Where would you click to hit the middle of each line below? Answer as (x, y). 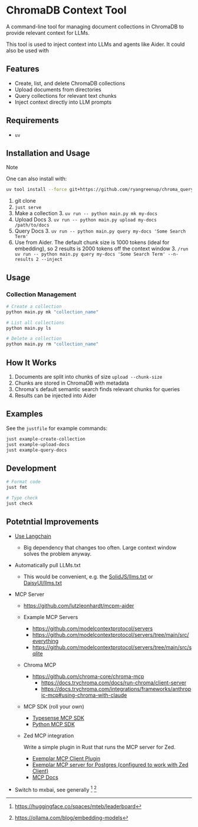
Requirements (32, 120)
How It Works (32, 363)
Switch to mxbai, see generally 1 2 (56, 789)
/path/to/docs (32, 225)
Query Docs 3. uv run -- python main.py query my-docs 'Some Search (100, 231)
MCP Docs (45, 777)
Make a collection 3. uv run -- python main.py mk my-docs (86, 213)
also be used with (27, 50)
